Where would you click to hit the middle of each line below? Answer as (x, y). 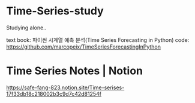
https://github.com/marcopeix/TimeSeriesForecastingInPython (83, 47)
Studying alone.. (26, 28)
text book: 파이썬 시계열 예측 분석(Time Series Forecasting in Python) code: (98, 40)
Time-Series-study (55, 11)
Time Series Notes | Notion (74, 71)
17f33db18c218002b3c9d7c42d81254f (54, 93)
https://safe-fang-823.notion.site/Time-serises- (65, 87)
